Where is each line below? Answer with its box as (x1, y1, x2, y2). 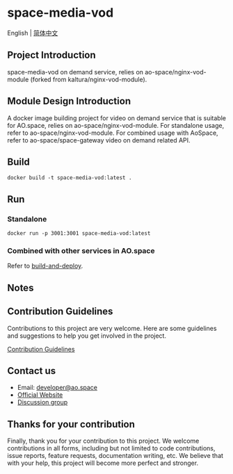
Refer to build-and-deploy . (7, 262, 83, 270)
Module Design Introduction (7, 95, 131, 107)
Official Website (17, 391, 63, 399)
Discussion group (17, 398, 68, 407)
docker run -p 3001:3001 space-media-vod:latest (7, 230, 151, 237)
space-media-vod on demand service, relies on (7, 67, 144, 76)
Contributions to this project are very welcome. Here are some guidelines (7, 324, 217, 332)
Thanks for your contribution (7, 418, 136, 430)
